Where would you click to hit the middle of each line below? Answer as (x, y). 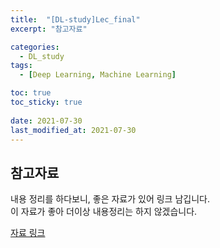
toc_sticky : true (46, 102)
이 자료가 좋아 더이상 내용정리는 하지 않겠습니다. (104, 212)
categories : (35, 47)
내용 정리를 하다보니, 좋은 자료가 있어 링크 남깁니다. (110, 199)
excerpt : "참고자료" (49, 29)
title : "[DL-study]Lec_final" (75, 19)
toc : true (31, 93)
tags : (21, 66)
